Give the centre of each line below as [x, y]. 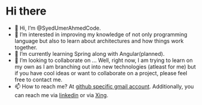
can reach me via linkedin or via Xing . [61, 95]
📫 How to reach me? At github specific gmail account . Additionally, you [104, 86]
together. [26, 47]
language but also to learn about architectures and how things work [99, 41]
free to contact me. [39, 80]
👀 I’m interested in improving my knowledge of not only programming [101, 34]
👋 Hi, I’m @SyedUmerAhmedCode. [58, 28]
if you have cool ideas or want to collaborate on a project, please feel [101, 73]
